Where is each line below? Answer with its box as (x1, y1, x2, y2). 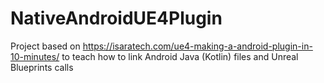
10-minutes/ (10, 50, 60, 62)
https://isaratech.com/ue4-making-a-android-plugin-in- (82, 40, 313, 52)
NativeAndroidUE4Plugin (10, 7, 223, 30)
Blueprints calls (10, 61, 74, 73)
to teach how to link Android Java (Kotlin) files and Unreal (61, 50, 299, 62)
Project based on (10, 40, 81, 52)
